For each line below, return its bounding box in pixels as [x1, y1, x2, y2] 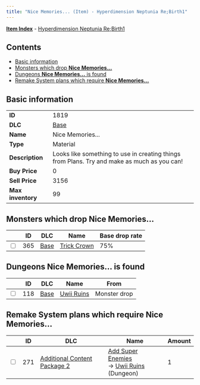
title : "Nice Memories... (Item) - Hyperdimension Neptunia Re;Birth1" [6, 8, 187, 15]
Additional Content [40, 354, 92, 362]
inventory [9, 194, 37, 202]
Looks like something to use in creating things [52, 150, 181, 158]
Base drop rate [99, 231, 143, 240]
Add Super [108, 346, 138, 355]
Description [9, 154, 43, 162]
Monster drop [95, 289, 133, 298]
